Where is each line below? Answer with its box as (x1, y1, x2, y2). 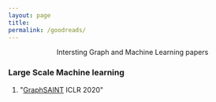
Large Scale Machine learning (8, 67, 125, 78)
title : (8, 19, 30, 27)
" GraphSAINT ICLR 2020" (19, 85, 104, 94)
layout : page (8, 11, 51, 20)
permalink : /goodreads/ (8, 26, 87, 34)
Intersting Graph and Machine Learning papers (56, 48, 209, 57)
